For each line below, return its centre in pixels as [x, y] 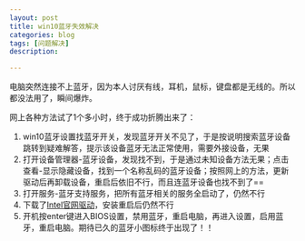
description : [34, 52]
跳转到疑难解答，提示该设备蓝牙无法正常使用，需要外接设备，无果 [146, 148]
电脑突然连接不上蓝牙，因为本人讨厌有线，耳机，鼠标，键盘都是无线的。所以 [152, 86]
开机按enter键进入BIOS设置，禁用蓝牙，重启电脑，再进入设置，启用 [149, 216]
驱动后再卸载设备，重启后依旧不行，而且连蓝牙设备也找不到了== [143, 182]
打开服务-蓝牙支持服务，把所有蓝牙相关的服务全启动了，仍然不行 [144, 194]
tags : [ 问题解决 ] [39, 43]
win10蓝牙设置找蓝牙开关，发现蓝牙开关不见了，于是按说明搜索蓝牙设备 [156, 136]
